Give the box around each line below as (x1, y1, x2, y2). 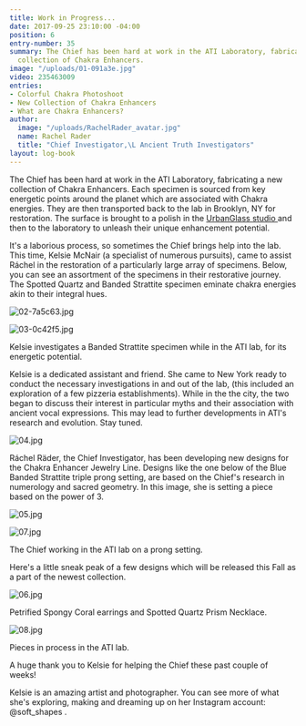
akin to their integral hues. (9, 288, 107, 299)
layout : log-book (9, 148, 76, 158)
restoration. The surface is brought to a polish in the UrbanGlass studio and (9, 212, 292, 223)
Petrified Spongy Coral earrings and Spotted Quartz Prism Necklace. (9, 607, 268, 618)
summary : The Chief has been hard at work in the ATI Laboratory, (9, 47, 267, 56)
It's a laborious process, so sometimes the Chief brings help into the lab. (9, 240, 281, 251)
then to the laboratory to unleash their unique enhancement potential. (9, 222, 270, 233)
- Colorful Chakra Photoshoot (9, 89, 125, 98)
